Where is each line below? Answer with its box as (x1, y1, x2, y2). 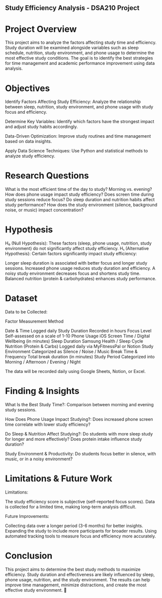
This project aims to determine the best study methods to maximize (5, 566, 141, 572)
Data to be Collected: (5, 309, 48, 315)
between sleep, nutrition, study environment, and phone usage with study (5, 104, 154, 110)
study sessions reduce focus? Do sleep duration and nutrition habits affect (5, 197, 155, 203)
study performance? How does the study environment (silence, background (5, 202, 158, 208)
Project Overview (5, 23, 77, 35)
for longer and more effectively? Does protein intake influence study (5, 436, 142, 442)
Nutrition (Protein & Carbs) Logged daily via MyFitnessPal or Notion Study (5, 344, 154, 350)
